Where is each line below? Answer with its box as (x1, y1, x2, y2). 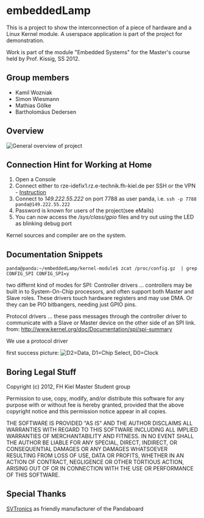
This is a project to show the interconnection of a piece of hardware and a (6, 24, 192, 31)
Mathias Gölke (15, 102, 52, 109)
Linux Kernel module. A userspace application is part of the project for (6, 30, 183, 37)
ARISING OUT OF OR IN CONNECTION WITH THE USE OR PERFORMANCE (6, 465, 194, 472)
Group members (6, 72, 69, 83)
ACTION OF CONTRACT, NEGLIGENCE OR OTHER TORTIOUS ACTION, (6, 458, 185, 466)
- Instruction (15, 189, 47, 196)
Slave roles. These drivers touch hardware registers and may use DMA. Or (6, 295, 193, 302)
